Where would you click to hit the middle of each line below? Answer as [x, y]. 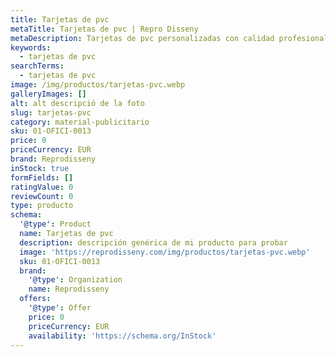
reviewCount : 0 [42, 196]
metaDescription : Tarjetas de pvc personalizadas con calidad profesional [169, 38]
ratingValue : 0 [42, 187]
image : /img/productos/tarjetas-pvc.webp [98, 85]
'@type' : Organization [75, 280]
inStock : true [40, 168]
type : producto [42, 206]
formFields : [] [42, 177]
